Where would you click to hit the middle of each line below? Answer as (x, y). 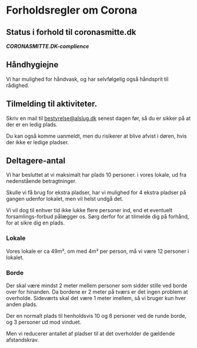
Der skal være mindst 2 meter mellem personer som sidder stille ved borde (97, 286)
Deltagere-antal (36, 161)
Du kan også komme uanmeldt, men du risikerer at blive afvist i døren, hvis (96, 136)
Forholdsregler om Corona (72, 10)
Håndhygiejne (32, 65)
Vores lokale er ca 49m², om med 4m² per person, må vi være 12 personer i (98, 251)
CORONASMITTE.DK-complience (48, 46)
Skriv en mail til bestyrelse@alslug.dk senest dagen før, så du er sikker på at (98, 118)
